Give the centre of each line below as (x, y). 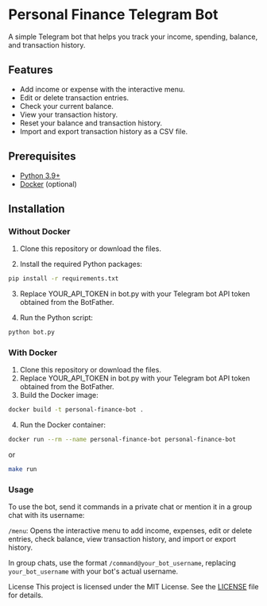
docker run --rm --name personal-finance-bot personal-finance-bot (122, 440)
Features (31, 70)
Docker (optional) (48, 183)
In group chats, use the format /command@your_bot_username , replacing (122, 563)
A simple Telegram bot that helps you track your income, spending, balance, (133, 37)
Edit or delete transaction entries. (74, 98)
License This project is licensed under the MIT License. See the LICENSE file (133, 587)
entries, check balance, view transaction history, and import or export (122, 539)
